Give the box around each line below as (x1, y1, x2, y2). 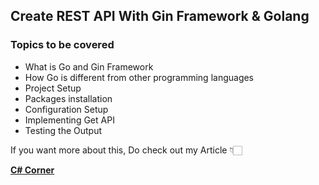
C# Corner (10, 164, 55, 176)
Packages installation (24, 92, 113, 104)
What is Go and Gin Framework (24, 60, 154, 73)
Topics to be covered (10, 38, 115, 52)
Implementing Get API (24, 114, 115, 126)
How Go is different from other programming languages (24, 71, 255, 83)
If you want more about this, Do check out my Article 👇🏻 (10, 144, 243, 156)
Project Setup (24, 82, 82, 94)
